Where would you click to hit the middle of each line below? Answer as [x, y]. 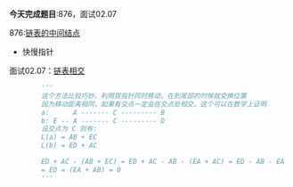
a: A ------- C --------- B [103, 112]
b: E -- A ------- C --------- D [103, 121]
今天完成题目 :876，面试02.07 [63, 14]
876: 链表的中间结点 [45, 33]
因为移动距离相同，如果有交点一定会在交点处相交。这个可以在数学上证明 [154, 104]
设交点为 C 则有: [69, 129]
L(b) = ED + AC [69, 146]
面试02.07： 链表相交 [47, 71]
